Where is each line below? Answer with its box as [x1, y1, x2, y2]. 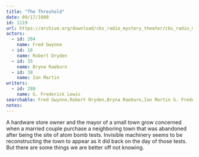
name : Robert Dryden [17, 53, 68, 59]
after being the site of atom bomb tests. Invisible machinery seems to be [6, 131, 182, 138]
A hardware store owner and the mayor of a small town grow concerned [6, 118, 182, 126]
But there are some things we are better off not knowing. [6, 143, 145, 151]
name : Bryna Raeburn [17, 63, 68, 70]
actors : [6, 31, 25, 37]
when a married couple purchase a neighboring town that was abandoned [6, 125, 187, 132]
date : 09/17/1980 [6, 14, 49, 20]
